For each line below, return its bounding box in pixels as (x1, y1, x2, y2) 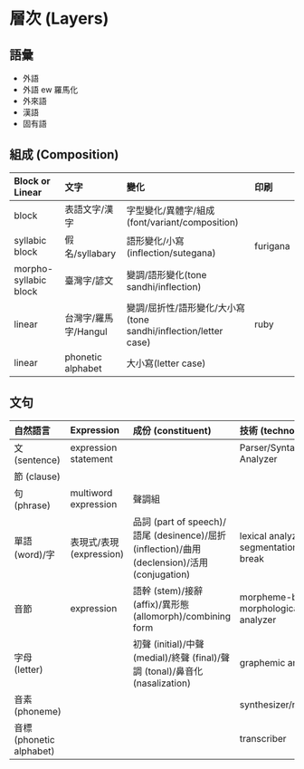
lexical (239, 529, 267, 542)
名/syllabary (64, 246, 116, 259)
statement (70, 452, 113, 465)
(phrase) (14, 499, 52, 512)
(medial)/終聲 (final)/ (132, 651, 222, 664)
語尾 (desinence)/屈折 (132, 529, 227, 542)
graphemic (239, 656, 286, 668)
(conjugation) (132, 568, 191, 581)
